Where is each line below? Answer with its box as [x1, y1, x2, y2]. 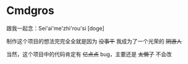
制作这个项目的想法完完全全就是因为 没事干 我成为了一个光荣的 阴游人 [6, 37, 182, 44]
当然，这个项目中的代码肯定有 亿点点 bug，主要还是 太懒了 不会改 [6, 50, 172, 58]
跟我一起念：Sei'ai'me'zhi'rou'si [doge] [6, 24, 105, 32]
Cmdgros [6, 4, 55, 18]
